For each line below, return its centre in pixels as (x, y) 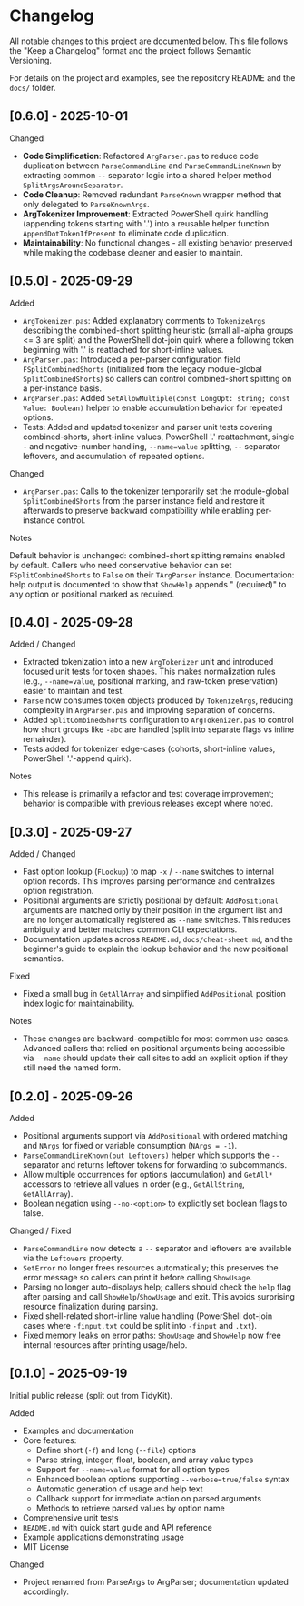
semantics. (43, 959)
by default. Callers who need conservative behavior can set (121, 565)
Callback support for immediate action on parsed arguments (148, 1498)
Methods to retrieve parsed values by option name (130, 1508)
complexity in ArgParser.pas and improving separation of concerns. (149, 710)
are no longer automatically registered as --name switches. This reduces (157, 920)
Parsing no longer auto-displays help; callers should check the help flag (157, 1287)
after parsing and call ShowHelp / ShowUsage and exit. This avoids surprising (158, 1296)
